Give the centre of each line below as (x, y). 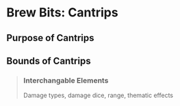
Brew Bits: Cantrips (62, 13)
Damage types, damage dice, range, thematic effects (98, 95)
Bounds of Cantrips (49, 61)
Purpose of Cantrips (50, 38)
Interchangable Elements (66, 80)
